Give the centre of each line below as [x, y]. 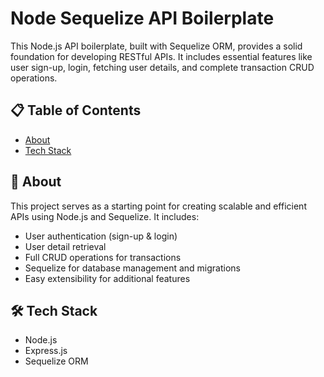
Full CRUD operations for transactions [103, 257]
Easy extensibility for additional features [107, 278]
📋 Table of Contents [76, 110]
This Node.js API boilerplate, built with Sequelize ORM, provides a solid [156, 46]
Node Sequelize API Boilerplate [142, 18]
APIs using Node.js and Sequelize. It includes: [105, 216]
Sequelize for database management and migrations [132, 268]
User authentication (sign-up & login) [101, 236]
